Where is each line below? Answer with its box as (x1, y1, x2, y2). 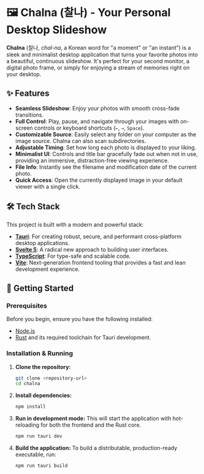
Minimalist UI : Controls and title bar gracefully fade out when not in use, (15, 150, 198, 157)
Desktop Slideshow (6, 23, 107, 37)
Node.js (15, 327, 36, 335)
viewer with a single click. (15, 182, 81, 190)
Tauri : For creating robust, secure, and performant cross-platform (15, 233, 182, 240)
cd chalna (15, 381, 41, 387)
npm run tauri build (15, 463, 68, 469)
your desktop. (6, 70, 42, 77)
